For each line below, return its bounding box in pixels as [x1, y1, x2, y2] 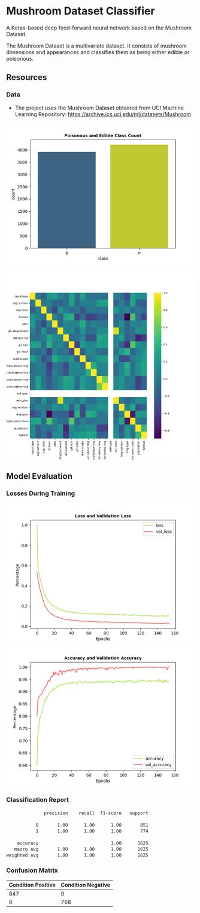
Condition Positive [8, 881, 56, 888]
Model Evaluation [6, 471, 73, 482]
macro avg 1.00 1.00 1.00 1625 [14, 846, 149, 852]
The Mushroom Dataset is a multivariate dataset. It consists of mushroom [6, 42, 187, 49]
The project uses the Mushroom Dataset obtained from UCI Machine [14, 104, 184, 111]
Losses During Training [6, 489, 75, 497]
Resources [6, 72, 47, 82]
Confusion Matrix [6, 866, 59, 875]
